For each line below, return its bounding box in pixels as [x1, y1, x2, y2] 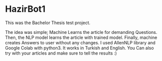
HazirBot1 [5, 3, 46, 15]
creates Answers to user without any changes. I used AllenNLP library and [5, 39, 156, 45]
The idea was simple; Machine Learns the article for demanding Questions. [5, 29, 158, 35]
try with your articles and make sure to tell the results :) [5, 50, 117, 56]
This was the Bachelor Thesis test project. [5, 20, 91, 26]
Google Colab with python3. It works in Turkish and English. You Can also [5, 45, 154, 51]
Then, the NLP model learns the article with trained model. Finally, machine [5, 34, 158, 40]
